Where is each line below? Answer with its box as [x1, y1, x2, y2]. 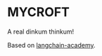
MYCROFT [7, 4, 70, 20]
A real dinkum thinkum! [7, 27, 75, 36]
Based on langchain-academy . [7, 41, 96, 49]
